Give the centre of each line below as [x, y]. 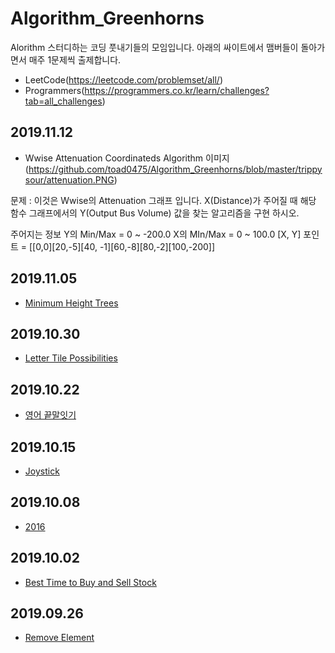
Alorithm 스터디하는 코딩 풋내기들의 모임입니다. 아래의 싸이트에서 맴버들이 [154, 47]
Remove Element [59, 638]
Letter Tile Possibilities [71, 358]
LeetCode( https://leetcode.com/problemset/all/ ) [124, 79]
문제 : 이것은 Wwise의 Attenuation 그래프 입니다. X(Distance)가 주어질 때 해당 [163, 200]
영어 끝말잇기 [50, 415]
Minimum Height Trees [71, 303]
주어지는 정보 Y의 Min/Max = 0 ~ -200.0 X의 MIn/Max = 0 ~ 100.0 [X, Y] [156, 234]
